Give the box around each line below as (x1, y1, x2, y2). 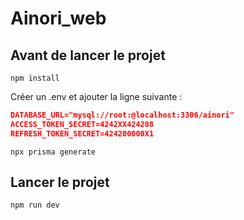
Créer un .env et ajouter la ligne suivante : (10, 91, 183, 102)
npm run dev (10, 200, 60, 211)
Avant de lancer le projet (10, 47, 166, 64)
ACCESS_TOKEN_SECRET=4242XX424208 (10, 119, 155, 129)
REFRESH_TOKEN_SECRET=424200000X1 (10, 128, 155, 139)
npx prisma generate (10, 147, 97, 157)
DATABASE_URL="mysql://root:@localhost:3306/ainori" (10, 110, 235, 120)
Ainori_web (10, 7, 107, 30)
